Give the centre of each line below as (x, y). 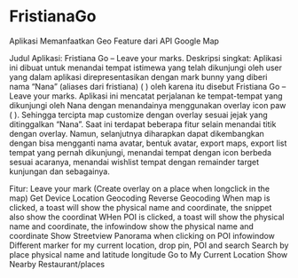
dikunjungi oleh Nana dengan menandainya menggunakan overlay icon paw (148, 105)
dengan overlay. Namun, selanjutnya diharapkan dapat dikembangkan (137, 133)
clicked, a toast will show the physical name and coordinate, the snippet (141, 207)
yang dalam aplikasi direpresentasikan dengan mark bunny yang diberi (138, 76)
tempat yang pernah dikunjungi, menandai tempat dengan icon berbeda (141, 152)
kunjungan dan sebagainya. (60, 171)
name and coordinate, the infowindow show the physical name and (132, 226)
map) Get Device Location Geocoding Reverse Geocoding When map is (140, 198)
